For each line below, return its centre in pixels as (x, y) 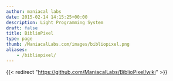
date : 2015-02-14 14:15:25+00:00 (47, 17)
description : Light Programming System (55, 22)
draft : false (22, 28)
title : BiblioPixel (30, 33)
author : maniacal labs (34, 11)
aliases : (17, 50)
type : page (19, 39)
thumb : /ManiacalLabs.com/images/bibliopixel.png (68, 45)
